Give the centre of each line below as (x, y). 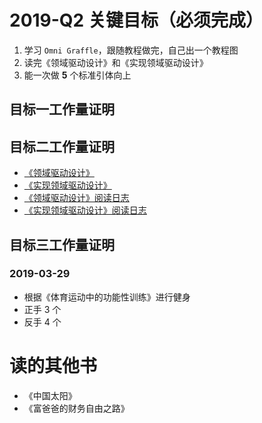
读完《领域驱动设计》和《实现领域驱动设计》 (116, 62)
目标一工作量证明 (62, 109)
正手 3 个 (42, 309)
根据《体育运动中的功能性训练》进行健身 (107, 297)
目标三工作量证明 (62, 244)
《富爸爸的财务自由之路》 (76, 408)
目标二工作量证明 (62, 146)
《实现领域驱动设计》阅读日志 (85, 210)
